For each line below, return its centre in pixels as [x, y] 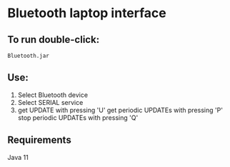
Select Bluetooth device [52, 95]
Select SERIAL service [50, 102]
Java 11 [18, 157]
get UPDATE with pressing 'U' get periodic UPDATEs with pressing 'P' [120, 110]
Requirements [39, 140]
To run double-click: [54, 40]
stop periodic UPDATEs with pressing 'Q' [78, 117]
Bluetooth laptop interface [87, 13]
